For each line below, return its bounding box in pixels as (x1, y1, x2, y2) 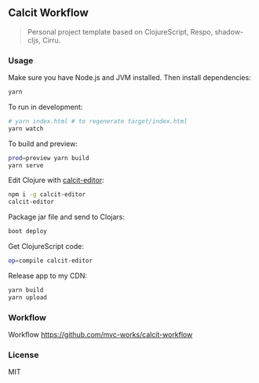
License (8, 349, 39, 360)
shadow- (214, 27, 244, 36)
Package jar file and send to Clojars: (8, 212, 126, 222)
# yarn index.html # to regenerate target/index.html (8, 117, 188, 125)
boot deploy (8, 228, 47, 235)
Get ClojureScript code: (8, 242, 85, 251)
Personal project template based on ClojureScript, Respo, (27, 27, 213, 36)
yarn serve (8, 161, 44, 170)
